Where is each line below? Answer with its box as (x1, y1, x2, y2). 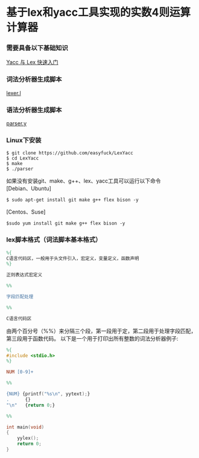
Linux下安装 (6, 136, 42, 144)
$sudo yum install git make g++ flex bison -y (6, 220, 125, 227)
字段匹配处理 (6, 294, 34, 300)
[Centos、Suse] (6, 208, 46, 215)
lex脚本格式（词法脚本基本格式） (6, 235, 102, 244)
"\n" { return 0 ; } (6, 402, 55, 408)
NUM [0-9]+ (6, 369, 34, 375)
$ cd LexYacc (6, 155, 39, 162)
